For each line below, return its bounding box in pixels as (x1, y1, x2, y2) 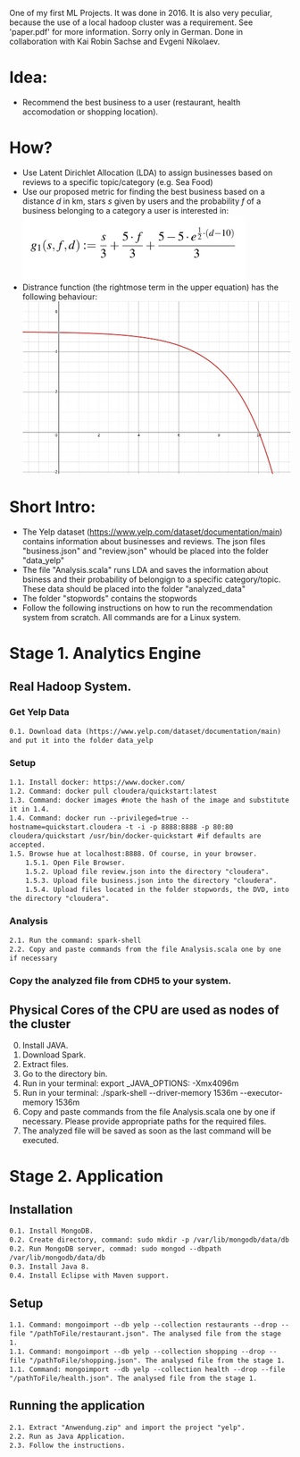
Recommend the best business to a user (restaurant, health (21, 97, 241, 107)
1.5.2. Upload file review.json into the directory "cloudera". (25, 867, 270, 877)
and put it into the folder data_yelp (9, 736, 154, 745)
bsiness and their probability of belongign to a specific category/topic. (21, 574, 281, 585)
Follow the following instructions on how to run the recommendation (21, 602, 273, 613)
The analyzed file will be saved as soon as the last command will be (21, 1125, 272, 1136)
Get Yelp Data (9, 705, 70, 718)
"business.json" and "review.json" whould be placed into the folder (21, 545, 270, 557)
